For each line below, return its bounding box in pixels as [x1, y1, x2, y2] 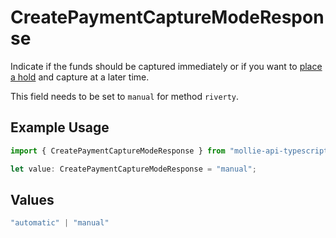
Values [10, 191, 55, 208]
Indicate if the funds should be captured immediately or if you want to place [10, 60, 323, 72]
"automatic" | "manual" [10, 218, 110, 228]
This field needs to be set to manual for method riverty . [10, 90, 240, 102]
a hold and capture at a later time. [10, 71, 150, 83]
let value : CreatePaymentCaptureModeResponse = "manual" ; [10, 164, 257, 174]
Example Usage [10, 119, 110, 136]
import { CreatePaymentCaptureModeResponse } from [10, 146, 226, 156]
